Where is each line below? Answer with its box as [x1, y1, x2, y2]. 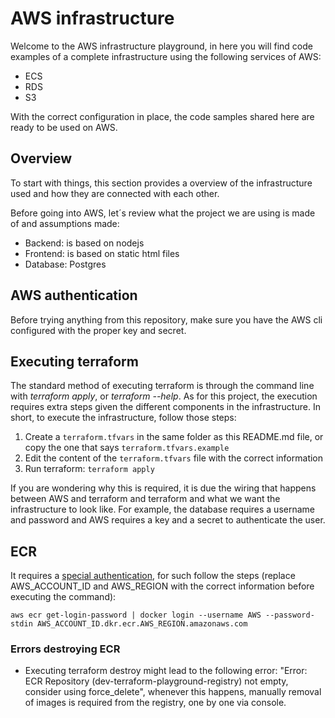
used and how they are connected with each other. [10, 187, 220, 199]
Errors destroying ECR [10, 642, 121, 656]
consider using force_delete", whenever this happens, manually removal [24, 686, 322, 698]
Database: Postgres [24, 258, 107, 270]
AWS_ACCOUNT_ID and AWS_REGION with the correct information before [10, 580, 315, 592]
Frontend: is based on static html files [24, 247, 180, 259]
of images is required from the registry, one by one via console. [24, 697, 287, 709]
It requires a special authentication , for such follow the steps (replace [10, 570, 296, 582]
